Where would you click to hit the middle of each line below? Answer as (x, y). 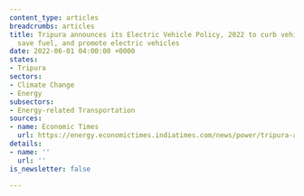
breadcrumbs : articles (52, 26)
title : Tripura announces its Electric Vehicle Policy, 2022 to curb (143, 34)
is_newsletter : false (50, 169)
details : (26, 144)
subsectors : (32, 102)
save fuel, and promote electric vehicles (99, 43)
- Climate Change (42, 85)
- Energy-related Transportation (72, 110)
